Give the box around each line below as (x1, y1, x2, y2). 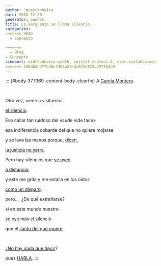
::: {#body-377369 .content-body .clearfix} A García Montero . (5, 78, 135, 84)
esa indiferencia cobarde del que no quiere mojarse (5, 127, 114, 133)
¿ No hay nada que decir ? (5, 245, 58, 252)
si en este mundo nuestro (5, 206, 59, 212)
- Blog (10, 49, 24, 55)
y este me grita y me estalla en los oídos (5, 176, 90, 183)
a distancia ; (5, 166, 30, 173)
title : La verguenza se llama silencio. (5, 21, 93, 27)
